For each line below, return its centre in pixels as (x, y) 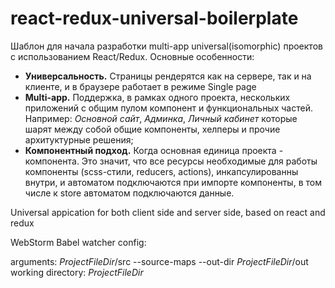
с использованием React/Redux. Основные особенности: (132, 56)
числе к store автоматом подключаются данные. (129, 193)
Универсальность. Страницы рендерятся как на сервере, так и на (168, 76)
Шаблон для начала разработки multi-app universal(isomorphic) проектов (166, 46)
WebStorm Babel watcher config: (78, 242)
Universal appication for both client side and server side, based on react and (168, 212)
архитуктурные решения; (79, 139)
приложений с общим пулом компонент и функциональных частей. (168, 108)
